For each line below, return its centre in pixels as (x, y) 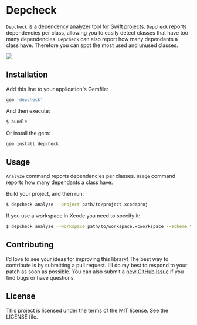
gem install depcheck (33, 144)
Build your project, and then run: (45, 194)
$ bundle (17, 122)
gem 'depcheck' (25, 100)
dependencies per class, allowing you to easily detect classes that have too (97, 32)
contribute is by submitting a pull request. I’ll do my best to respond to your (97, 265)
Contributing (30, 245)
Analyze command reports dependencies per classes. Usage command (91, 176)
